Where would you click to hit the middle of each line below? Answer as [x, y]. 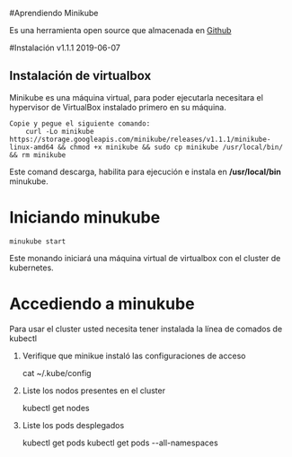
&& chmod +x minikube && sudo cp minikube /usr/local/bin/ [170, 147]
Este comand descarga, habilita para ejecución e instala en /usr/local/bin [145, 171]
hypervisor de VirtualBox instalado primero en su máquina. [118, 107]
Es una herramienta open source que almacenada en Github [120, 30]
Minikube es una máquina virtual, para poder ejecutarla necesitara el [136, 97]
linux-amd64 [31, 147]
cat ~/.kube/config [57, 373]
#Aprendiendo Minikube [54, 13]
